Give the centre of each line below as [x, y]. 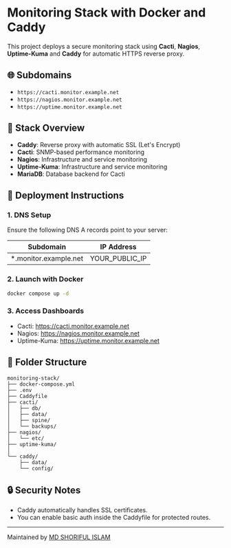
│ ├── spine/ [29, 420]
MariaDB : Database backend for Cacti [71, 174]
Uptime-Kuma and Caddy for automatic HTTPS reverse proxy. [96, 54]
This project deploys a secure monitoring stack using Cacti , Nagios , [104, 46]
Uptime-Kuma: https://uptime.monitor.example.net [88, 340]
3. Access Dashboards [46, 311]
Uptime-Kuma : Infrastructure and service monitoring [92, 166]
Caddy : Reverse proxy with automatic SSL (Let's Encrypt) [99, 144]
